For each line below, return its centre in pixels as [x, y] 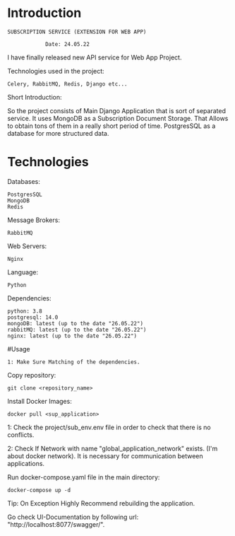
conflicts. [21, 435]
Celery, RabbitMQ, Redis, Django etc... [68, 84]
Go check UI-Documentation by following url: [73, 517]
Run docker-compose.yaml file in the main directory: [84, 477]
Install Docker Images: [40, 401]
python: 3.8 [25, 311]
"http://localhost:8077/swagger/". [56, 524]
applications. [26, 463]
